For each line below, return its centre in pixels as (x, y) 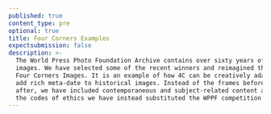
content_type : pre (39, 23)
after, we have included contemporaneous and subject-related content (137, 90)
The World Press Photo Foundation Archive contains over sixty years (135, 61)
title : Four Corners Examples (59, 38)
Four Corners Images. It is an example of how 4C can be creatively (133, 75)
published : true (35, 16)
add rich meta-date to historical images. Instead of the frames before (140, 83)
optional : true (34, 31)
